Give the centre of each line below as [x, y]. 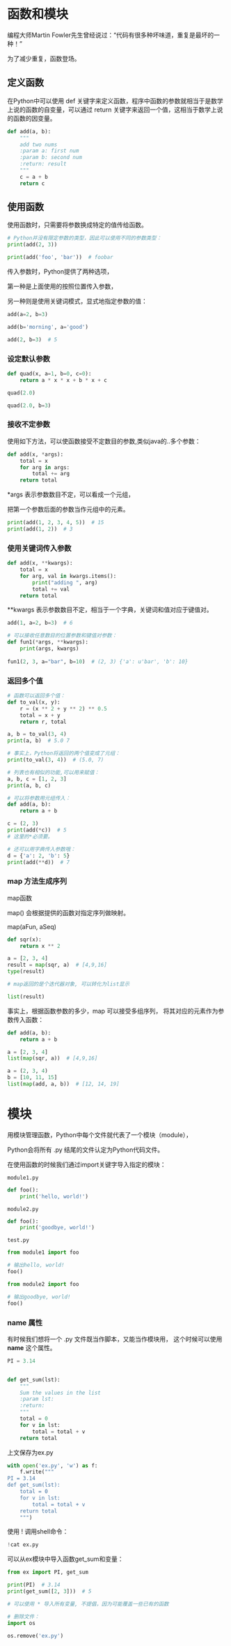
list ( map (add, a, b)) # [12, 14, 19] [63, 1084]
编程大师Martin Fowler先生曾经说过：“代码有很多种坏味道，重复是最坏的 [111, 35]
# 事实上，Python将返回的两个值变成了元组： [64, 754]
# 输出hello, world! [36, 1265]
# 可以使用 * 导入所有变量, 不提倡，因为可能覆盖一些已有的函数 [88, 1604]
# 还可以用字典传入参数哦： [42, 849]
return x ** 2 [40, 946]
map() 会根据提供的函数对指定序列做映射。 [69, 912]
